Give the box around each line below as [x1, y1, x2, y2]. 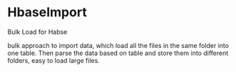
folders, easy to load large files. [7, 56, 100, 64]
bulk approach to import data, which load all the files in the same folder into [7, 41, 230, 49]
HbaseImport [7, 4, 87, 20]
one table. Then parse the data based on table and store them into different [7, 49, 229, 57]
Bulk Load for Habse [7, 28, 68, 36]
